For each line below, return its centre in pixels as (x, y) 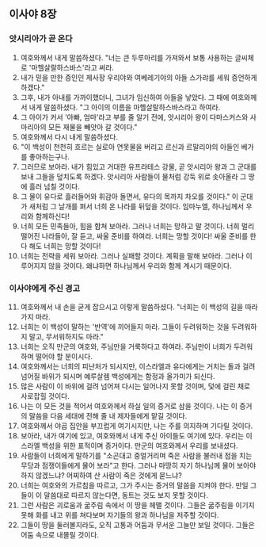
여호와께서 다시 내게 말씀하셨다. (69, 136)
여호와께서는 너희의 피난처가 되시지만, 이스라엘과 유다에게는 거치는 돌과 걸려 (138, 366)
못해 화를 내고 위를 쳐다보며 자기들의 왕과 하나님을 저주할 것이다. (120, 514)
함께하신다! (52, 216)
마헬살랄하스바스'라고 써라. (72, 67)
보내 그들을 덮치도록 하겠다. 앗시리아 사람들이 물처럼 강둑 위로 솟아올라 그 (133, 176)
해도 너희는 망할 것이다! (65, 246)
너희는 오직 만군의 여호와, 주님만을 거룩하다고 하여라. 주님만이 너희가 (126, 346)
